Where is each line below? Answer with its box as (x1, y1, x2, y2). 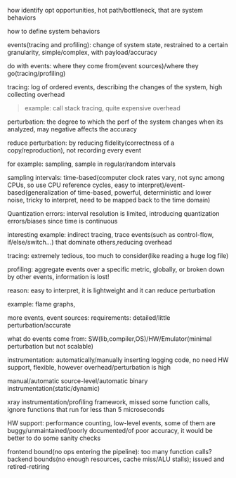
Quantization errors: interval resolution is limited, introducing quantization (7, 209, 220, 217)
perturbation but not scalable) (7, 342, 93, 350)
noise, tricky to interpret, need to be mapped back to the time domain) (7, 196, 211, 204)
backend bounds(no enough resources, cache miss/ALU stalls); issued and (7, 455, 225, 463)
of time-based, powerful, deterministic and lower (70, 188, 212, 196)
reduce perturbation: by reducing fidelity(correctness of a (7, 138, 175, 147)
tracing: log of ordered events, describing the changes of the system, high (7, 83, 223, 91)
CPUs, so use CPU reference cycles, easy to (7, 181, 136, 189)
